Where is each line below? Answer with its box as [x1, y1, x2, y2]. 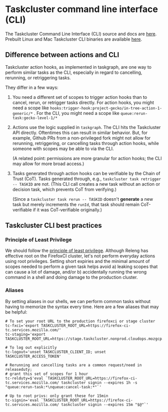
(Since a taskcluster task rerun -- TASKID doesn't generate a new [12, 196, 153, 202]
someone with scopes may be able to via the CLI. [12, 146, 114, 152]
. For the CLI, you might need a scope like [34, 110, 120, 116]
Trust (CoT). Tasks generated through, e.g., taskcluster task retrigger [12, 176, 161, 182]
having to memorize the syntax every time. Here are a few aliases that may [5, 304, 159, 310]
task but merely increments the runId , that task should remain [12, 201, 140, 207]
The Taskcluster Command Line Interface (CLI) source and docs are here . [5, 31, 157, 37]
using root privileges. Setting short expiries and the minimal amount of [5, 258, 150, 264]
